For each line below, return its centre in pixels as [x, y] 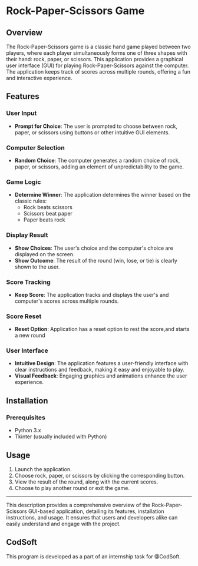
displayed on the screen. [44, 254]
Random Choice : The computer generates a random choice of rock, [97, 160]
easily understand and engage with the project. [63, 524]
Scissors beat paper [48, 214]
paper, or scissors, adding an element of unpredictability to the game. [99, 167]
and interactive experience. [39, 78]
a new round [30, 335]
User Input [22, 113]
